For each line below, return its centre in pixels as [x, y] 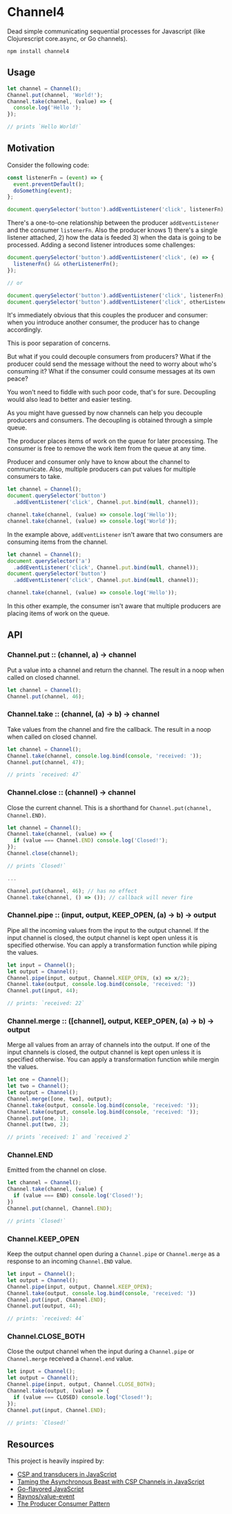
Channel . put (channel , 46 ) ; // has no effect [72, 891]
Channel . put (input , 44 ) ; [43, 991]
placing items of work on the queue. [58, 613]
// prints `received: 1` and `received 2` [69, 1137]
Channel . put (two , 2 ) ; [38, 1125]
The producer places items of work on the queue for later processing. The [113, 441]
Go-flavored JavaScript [50, 1489]
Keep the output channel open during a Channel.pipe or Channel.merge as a [114, 1254]
